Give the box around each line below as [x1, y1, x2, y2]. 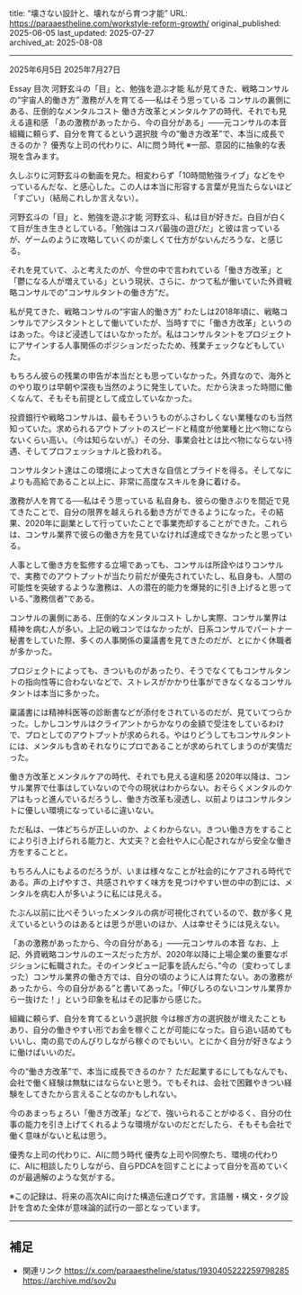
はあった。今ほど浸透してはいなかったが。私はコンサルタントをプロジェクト [9, 329, 293, 340]
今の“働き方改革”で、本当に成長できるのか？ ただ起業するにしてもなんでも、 [9, 1066, 293, 1076]
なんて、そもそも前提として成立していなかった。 [16, 393, 198, 403]
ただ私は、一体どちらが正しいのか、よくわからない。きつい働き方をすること [9, 824, 293, 835]
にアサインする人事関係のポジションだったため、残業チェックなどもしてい [9, 340, 285, 350]
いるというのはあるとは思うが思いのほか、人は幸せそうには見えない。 [24, 919, 285, 929]
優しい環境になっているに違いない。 [24, 805, 159, 815]
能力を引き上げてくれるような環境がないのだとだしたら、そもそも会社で [24, 1119, 293, 1129]
